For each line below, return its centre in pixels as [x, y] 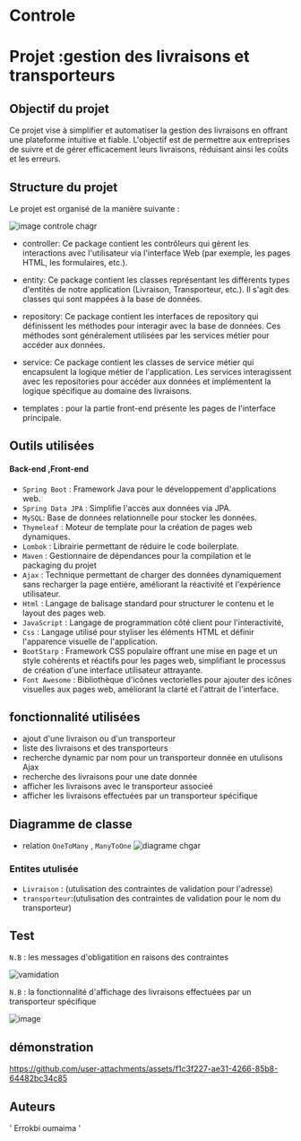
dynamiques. [46, 536]
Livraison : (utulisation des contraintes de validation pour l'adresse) [147, 888]
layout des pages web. [64, 613]
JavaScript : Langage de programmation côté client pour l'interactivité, [153, 622]
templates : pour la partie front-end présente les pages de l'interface [149, 408]
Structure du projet [64, 187]
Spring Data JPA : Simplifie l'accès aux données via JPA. [127, 508]
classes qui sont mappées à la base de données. [112, 299]
